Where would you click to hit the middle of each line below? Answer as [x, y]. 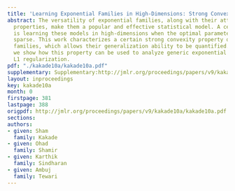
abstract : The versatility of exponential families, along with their [112, 20]
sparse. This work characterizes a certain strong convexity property [119, 40]
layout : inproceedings [40, 79]
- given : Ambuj [29, 170]
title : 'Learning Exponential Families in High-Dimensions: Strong [108, 14]
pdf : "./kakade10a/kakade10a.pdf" [58, 66]
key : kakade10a [29, 85]
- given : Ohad [28, 144]
